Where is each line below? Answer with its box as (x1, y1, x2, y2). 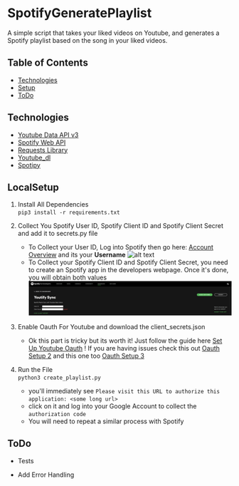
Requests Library (17, 145, 68, 154)
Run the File (17, 366, 53, 374)
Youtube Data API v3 (17, 130, 79, 139)
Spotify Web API (17, 138, 66, 147)
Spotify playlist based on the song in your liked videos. (7, 36, 168, 44)
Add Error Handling (17, 470, 75, 479)
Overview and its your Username (28, 251, 126, 259)
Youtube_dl (17, 153, 51, 162)
